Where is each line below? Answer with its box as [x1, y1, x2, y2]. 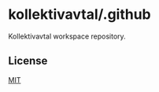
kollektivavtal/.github [8, 6, 151, 24]
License [8, 54, 48, 68]
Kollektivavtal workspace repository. [8, 31, 126, 41]
